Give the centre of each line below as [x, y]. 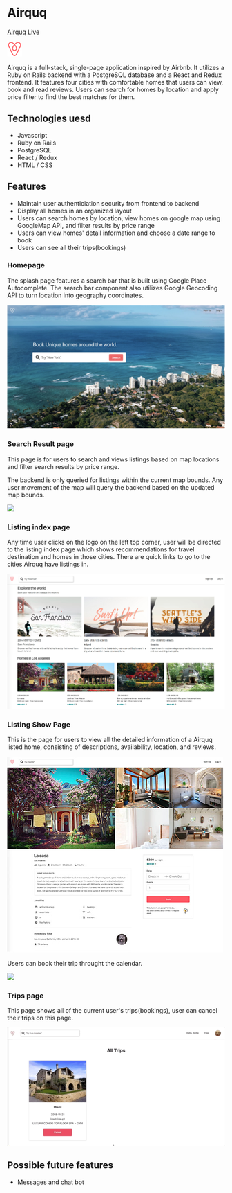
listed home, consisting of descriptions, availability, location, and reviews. [112, 747]
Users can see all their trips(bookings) [71, 247]
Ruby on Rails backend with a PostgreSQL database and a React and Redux [115, 75]
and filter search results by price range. [63, 466]
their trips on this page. [40, 1018]
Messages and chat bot [51, 1182]
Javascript [32, 135]
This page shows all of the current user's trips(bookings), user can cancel [112, 1011]
